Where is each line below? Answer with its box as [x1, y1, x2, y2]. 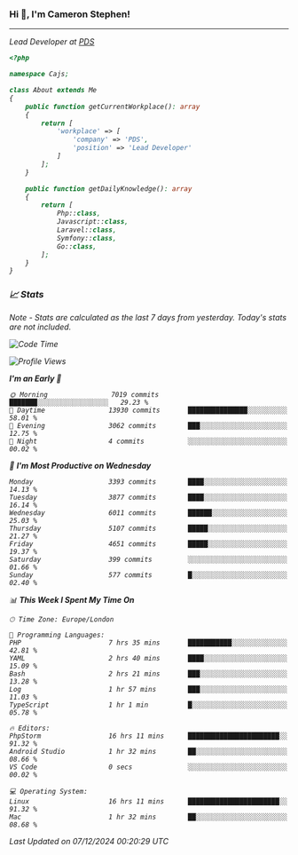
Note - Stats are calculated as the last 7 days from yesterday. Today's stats [9, 312, 286, 322]
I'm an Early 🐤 [9, 373, 62, 384]
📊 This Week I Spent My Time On [9, 594, 135, 605]
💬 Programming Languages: [9, 630, 105, 639]
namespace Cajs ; [9, 70, 69, 79]
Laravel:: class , [56, 226, 117, 234]
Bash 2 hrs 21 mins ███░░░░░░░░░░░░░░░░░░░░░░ [9, 669, 288, 678]
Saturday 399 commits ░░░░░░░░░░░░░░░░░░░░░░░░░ [9, 555, 288, 564]
